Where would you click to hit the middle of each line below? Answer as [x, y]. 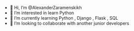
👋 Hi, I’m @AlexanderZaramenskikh [46, 8]
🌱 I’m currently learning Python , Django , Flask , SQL [64, 18]
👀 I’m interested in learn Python [42, 13]
